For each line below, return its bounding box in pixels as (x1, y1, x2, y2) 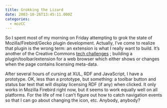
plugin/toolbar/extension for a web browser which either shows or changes (5, 56, 160, 62)
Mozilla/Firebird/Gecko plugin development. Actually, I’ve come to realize (5, 40, 156, 46)
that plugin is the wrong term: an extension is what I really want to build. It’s (5, 45, 160, 51)
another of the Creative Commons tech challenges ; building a (5, 51, 133, 57)
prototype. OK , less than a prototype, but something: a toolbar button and (5, 76, 156, 82)
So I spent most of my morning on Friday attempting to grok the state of (5, 35, 153, 41)
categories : (5, 16, 30, 21)
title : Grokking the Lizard (5, 7, 64, 12)
